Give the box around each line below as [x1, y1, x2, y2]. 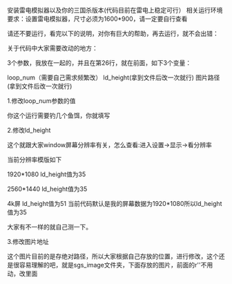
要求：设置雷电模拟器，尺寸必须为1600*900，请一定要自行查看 [7, 15, 188, 23]
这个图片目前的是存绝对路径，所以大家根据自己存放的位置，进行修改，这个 [7, 252, 219, 261]
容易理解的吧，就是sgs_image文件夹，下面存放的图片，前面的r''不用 [19, 261, 213, 269]
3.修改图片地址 [7, 238, 50, 245]
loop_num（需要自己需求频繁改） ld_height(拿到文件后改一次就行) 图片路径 [7, 73, 220, 82]
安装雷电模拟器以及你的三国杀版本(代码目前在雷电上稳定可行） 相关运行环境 [7, 6, 223, 14]
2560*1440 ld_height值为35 [7, 185, 88, 193]
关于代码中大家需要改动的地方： [7, 44, 98, 52]
